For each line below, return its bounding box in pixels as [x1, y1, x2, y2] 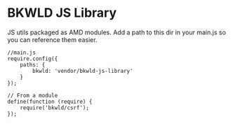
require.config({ [7, 55, 58, 62]
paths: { [20, 61, 46, 68]
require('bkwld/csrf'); [20, 104, 90, 111]
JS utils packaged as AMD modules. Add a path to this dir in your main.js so [7, 28, 227, 36]
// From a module [7, 92, 58, 99]
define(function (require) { [7, 98, 93, 105]
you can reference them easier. [7, 35, 98, 43]
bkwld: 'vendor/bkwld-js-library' [32, 67, 133, 74]
